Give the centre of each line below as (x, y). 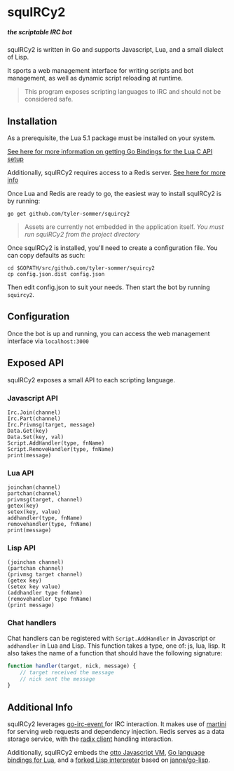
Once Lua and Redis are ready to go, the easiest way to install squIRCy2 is (115, 193)
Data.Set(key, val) (36, 437)
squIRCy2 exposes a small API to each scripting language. (91, 380)
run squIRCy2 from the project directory (82, 234)
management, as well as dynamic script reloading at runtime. (95, 78)
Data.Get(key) (28, 431)
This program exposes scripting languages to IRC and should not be (123, 92)
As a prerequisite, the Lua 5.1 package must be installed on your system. (111, 138)
